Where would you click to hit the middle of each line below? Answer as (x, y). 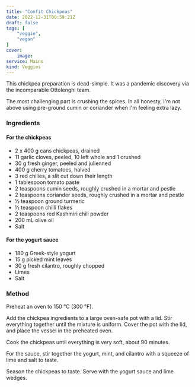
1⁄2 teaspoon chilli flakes (44, 207)
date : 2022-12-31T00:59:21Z (41, 17)
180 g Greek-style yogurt (45, 253)
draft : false (22, 23)
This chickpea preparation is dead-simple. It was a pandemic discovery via (98, 84)
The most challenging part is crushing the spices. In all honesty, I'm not (93, 101)
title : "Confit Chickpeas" (39, 12)
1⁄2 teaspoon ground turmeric (49, 201)
